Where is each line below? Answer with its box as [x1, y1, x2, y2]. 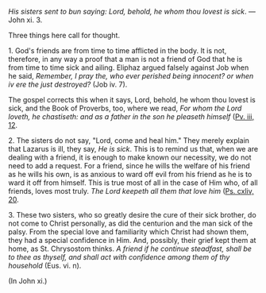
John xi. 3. [8, 15, 43, 25]
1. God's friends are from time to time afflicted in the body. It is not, [8, 46, 227, 55]
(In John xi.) [8, 276, 48, 285]
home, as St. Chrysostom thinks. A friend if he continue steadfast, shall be [8, 244, 253, 253]
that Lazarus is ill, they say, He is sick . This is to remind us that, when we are [8, 145, 259, 153]
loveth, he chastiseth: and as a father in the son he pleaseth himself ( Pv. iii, [8, 112, 255, 121]
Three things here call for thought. [8, 31, 121, 40]
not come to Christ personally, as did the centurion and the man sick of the [8, 218, 253, 228]
